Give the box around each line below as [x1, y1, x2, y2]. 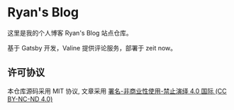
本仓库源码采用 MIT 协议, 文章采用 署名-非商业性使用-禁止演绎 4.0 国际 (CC [7, 87, 227, 95]
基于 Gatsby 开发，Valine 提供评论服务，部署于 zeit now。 [7, 43, 177, 52]
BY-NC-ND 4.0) [7, 94, 53, 103]
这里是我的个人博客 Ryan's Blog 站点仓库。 [7, 28, 133, 37]
